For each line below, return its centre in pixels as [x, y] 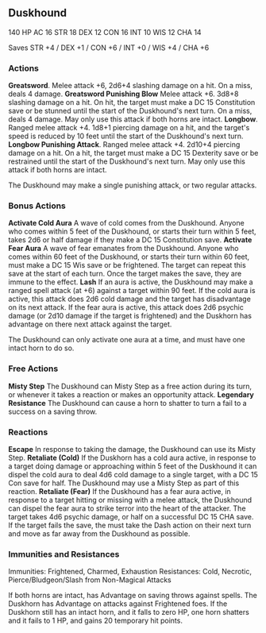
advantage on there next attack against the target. [90, 324]
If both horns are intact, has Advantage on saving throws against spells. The [133, 596]
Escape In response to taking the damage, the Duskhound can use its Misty [132, 449]
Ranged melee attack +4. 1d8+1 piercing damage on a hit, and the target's [129, 128]
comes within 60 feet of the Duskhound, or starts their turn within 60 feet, [129, 257]
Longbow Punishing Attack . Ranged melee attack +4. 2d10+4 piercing [124, 145]
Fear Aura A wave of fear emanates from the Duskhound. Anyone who [123, 249]
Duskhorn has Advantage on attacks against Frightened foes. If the [118, 604]
